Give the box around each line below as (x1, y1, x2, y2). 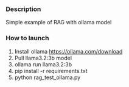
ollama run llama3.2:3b (14, 60, 72, 68)
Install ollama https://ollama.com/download (14, 47, 123, 55)
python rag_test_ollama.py (14, 74, 81, 81)
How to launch (5, 34, 49, 43)
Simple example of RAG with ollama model (5, 19, 112, 26)
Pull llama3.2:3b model (14, 54, 72, 61)
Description (5, 5, 41, 13)
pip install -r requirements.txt (14, 67, 88, 74)
